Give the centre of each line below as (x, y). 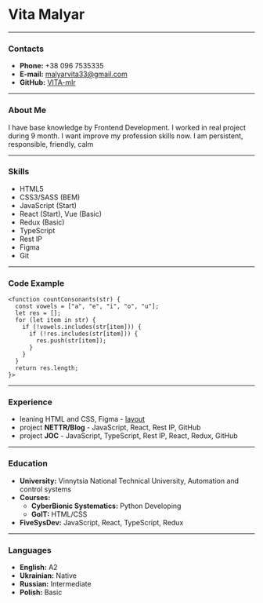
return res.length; (47, 368)
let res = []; (38, 313)
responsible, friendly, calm (51, 144)
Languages (30, 550)
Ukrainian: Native (48, 576)
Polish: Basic (41, 592)
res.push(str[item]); (72, 341)
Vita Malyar (47, 15)
